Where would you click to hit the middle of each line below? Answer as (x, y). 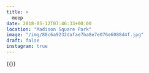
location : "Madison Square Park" (49, 29)
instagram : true (27, 47)
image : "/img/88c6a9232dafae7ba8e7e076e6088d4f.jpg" (75, 35)
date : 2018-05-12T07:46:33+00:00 (49, 23)
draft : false (23, 40)
